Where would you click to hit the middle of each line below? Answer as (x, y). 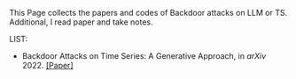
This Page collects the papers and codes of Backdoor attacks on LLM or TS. (148, 13)
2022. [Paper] (47, 65)
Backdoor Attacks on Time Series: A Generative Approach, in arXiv (144, 56)
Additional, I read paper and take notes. (81, 22)
